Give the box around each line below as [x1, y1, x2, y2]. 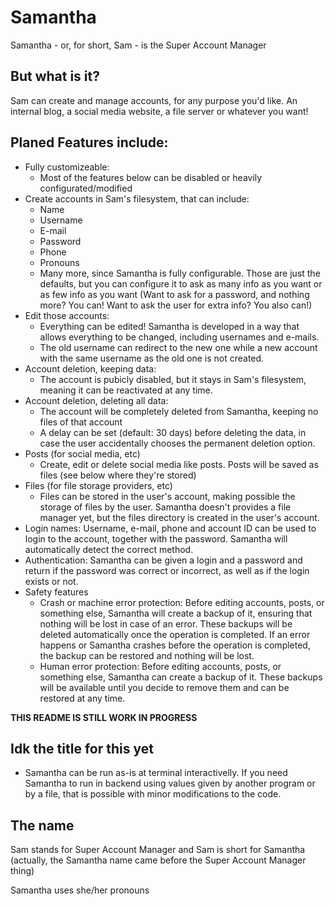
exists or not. [24, 575, 79, 587]
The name [10, 817, 75, 834]
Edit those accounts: [24, 309, 110, 321]
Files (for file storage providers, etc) [24, 479, 173, 491]
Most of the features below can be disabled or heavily [39, 171, 263, 183]
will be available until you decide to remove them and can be [39, 681, 290, 693]
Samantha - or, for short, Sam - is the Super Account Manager [10, 39, 267, 51]
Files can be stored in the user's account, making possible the [39, 490, 296, 502]
